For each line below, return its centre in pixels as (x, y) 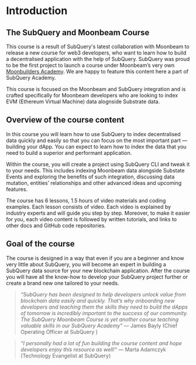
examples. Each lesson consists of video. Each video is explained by (89, 207)
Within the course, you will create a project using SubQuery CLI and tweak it (98, 164)
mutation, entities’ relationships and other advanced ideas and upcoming (94, 182)
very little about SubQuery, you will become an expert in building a (86, 264)
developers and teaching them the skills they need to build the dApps (104, 307)
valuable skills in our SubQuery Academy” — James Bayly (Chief (99, 325)
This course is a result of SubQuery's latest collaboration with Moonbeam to (98, 46)
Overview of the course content (65, 120)
